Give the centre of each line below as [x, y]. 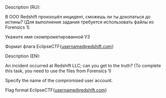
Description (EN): [23, 56]
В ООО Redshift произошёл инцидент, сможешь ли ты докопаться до [78, 17]
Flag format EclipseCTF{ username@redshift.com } [56, 90]
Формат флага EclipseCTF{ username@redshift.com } [59, 46]
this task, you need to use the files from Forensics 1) [58, 71]
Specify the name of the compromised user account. [59, 80]
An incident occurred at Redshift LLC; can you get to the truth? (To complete [83, 66]
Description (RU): [23, 7]
